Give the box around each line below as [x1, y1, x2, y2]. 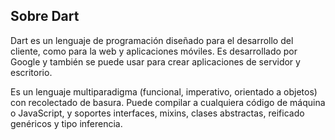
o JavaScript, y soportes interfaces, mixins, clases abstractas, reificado [10, 107, 305, 119]
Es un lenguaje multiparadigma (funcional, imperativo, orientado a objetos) [10, 85, 318, 98]
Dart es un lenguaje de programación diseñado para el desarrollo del [10, 34, 294, 46]
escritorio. [10, 66, 53, 78]
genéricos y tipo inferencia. [10, 117, 123, 129]
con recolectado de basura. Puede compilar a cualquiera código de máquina [10, 96, 326, 108]
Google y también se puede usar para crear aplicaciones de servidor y [10, 55, 301, 68]
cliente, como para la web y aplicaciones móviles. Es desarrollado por [10, 45, 298, 57]
